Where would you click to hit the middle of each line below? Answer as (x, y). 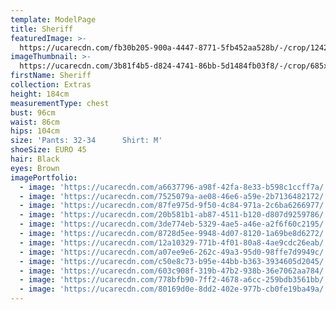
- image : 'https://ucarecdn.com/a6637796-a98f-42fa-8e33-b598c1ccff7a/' (174, 187)
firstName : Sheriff (51, 76)
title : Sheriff (42, 29)
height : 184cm (40, 94)
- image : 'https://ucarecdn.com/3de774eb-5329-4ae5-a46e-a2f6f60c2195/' (174, 224)
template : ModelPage (53, 19)
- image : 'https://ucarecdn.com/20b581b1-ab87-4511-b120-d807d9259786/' (174, 215)
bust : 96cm (33, 112)
